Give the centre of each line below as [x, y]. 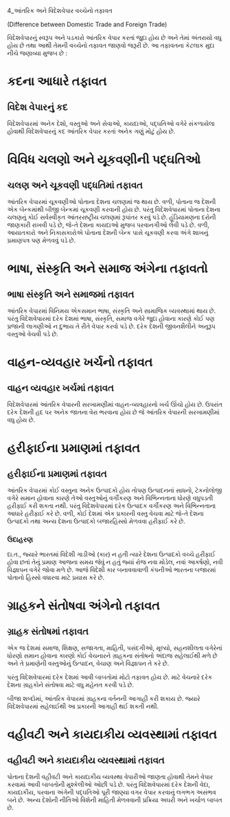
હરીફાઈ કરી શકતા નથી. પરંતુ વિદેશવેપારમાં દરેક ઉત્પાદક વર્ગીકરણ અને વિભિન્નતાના [112, 506]
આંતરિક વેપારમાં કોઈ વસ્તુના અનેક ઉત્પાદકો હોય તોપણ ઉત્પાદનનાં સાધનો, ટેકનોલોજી [115, 490]
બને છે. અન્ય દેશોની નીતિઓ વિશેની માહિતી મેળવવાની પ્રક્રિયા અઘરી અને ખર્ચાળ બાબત [115, 800]
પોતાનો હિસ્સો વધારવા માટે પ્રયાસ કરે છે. [56, 578]
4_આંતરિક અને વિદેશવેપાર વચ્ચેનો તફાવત [60, 11]
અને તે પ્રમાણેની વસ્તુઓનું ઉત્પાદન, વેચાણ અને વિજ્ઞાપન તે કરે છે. [88, 664]
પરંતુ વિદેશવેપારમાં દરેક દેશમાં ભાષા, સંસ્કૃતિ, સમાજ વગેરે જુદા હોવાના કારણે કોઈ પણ [111, 318]
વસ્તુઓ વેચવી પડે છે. [33, 334]
